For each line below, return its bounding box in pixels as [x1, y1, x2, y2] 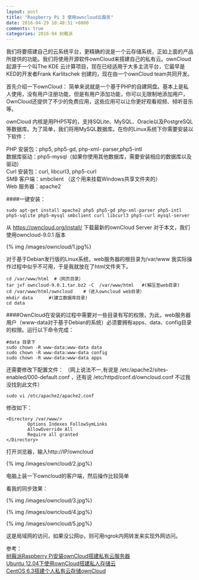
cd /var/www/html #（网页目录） [6, 276, 84, 282]
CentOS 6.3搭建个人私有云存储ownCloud [6, 567, 106, 575]
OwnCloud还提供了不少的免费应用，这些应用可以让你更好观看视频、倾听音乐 [6, 98, 194, 105]
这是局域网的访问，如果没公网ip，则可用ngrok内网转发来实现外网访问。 [6, 532, 181, 539]
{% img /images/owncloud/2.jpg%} [6, 460, 93, 467]
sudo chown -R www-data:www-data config [6, 350, 108, 356]
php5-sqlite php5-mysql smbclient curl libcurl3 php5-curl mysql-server [6, 213, 190, 219]
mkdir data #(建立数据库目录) [6, 295, 88, 301]
